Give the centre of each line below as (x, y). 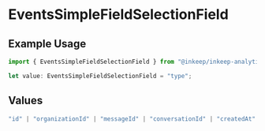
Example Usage (47, 44)
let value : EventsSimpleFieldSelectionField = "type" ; (100, 76)
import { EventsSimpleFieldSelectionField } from (91, 62)
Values (26, 101)
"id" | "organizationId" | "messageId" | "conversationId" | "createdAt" (132, 119)
